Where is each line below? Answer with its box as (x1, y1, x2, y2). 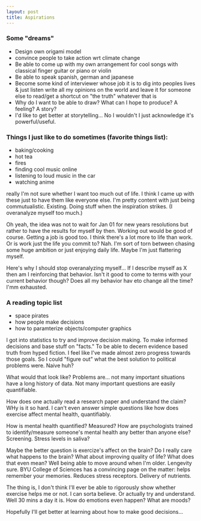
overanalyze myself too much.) (6, 209, 83, 217)
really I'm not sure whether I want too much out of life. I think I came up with (6, 190, 194, 197)
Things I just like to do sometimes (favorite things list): (6, 133, 168, 141)
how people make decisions (14, 319, 85, 326)
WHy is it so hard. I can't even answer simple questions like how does (6, 405, 179, 412)
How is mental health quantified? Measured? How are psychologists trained (6, 423, 193, 430)
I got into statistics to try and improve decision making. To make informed (6, 337, 188, 344)
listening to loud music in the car (14, 172, 96, 179)
